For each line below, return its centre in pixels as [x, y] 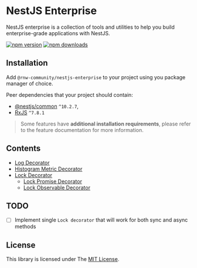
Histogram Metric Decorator [48, 169]
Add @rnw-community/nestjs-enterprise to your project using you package [96, 77]
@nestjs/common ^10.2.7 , [47, 106]
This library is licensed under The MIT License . [63, 259]
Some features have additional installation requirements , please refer [106, 124]
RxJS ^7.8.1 [30, 112]
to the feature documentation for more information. [82, 130]
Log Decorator [32, 162]
